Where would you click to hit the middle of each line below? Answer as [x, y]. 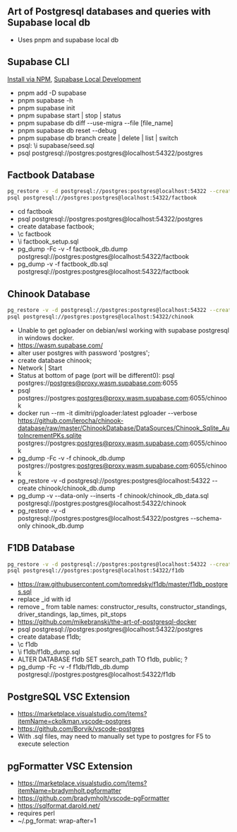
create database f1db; [49, 637]
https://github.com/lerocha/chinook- [71, 420]
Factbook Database [51, 175]
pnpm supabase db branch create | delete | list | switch [98, 138]
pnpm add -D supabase [52, 93]
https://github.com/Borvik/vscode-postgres [81, 729]
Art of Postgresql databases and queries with [109, 12]
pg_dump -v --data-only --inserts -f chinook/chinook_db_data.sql [113, 495]
